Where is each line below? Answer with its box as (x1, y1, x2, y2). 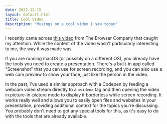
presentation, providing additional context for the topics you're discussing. (5, 102, 159, 108)
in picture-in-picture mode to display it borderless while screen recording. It (5, 92, 162, 98)
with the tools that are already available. (5, 113, 88, 119)
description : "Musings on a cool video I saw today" (5, 21, 118, 27)
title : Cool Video (5, 17, 44, 22)
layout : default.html (5, 12, 51, 17)
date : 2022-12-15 (5, 7, 42, 13)
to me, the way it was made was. (5, 46, 73, 52)
